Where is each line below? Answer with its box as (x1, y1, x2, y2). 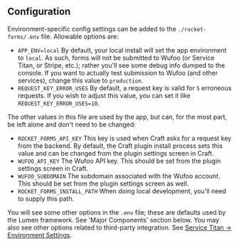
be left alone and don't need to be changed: (7, 120, 137, 129)
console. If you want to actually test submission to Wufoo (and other (17, 68, 218, 77)
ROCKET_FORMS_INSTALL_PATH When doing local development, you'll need (17, 186, 226, 195)
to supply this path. (17, 194, 75, 203)
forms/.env (7, 33, 40, 41)
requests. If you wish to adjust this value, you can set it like (17, 91, 191, 100)
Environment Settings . (7, 230, 73, 239)
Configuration (7, 6, 71, 18)
